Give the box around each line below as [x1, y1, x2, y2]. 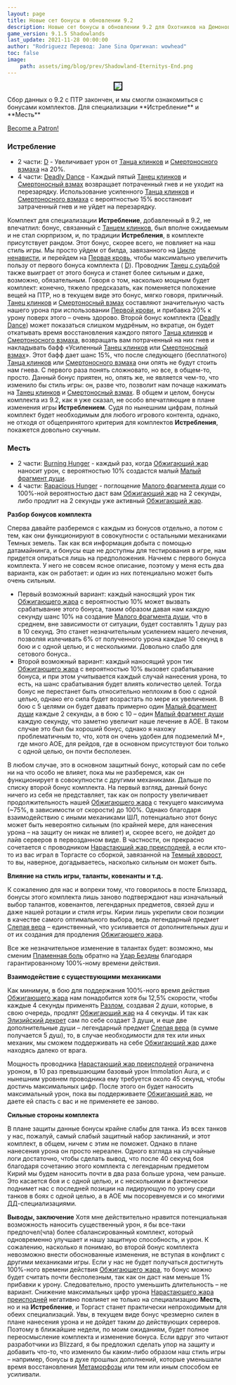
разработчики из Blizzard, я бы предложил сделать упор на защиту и [7, 1340, 216, 1349]
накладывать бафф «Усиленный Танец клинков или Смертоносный [7, 343, 209, 352]
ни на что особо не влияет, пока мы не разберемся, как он [7, 769, 185, 777]
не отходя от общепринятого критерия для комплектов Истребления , [7, 418, 218, 426]
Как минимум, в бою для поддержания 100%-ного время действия [7, 986, 210, 995]
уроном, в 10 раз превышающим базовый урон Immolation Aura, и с [7, 1067, 211, 1076]
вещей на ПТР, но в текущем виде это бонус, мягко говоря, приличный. [7, 290, 223, 299]
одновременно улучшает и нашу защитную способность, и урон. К [7, 1236, 209, 1244]
